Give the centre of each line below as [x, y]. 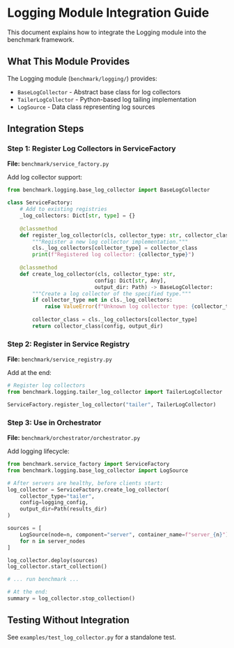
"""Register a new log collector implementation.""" [110, 242]
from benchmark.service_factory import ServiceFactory [88, 464]
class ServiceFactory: [40, 203]
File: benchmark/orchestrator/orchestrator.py [74, 438]
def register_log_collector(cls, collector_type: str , [101, 235]
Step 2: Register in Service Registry [69, 344]
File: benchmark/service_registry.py [60, 359]
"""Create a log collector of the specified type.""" [112, 294]
